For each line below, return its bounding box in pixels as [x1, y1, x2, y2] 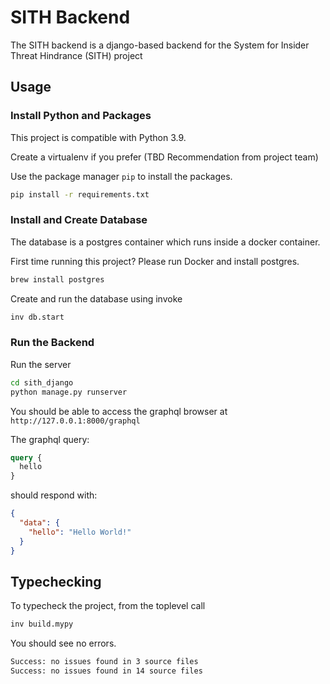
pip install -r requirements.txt [10, 189, 150, 200]
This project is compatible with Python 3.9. [10, 131, 187, 143]
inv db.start [10, 312, 65, 322]
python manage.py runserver [10, 387, 128, 397]
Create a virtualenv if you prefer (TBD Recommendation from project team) [10, 151, 319, 163]
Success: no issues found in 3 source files [10, 657, 199, 667]
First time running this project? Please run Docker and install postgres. [10, 255, 300, 267]
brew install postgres [10, 274, 105, 285]
